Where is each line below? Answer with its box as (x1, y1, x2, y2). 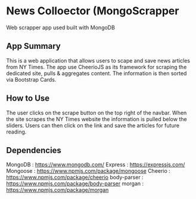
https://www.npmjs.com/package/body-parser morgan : (6, 180, 144, 187)
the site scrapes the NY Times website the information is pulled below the (6, 115, 187, 123)
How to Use (6, 94, 50, 104)
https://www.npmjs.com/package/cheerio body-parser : (6, 174, 144, 181)
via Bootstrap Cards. (6, 76, 57, 83)
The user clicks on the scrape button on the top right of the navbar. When (6, 109, 187, 116)
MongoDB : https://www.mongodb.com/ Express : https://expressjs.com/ (6, 161, 185, 168)
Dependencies (6, 145, 61, 156)
